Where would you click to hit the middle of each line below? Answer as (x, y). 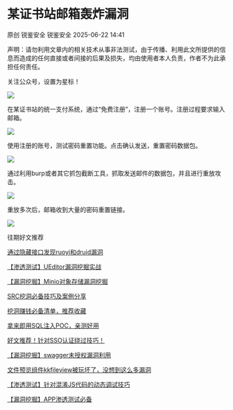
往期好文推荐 (25, 237)
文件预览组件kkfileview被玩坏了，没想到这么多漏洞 (79, 369)
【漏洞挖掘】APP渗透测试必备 (50, 399)
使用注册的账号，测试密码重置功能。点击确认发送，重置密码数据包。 (104, 145)
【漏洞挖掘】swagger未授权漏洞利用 (59, 355)
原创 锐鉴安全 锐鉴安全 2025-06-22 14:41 (66, 35)
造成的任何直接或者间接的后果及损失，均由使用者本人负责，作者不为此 (119, 58)
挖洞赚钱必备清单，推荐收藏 (47, 311)
